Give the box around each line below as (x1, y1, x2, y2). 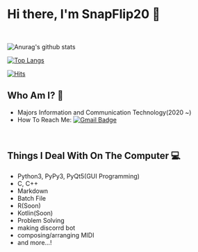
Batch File (17, 194, 47, 202)
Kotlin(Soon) (17, 208, 53, 217)
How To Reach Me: (17, 115, 72, 124)
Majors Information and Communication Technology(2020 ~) (17, 108, 192, 117)
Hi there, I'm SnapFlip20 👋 (7, 6, 161, 22)
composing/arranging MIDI (17, 230, 94, 239)
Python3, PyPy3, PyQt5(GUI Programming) (17, 171, 140, 180)
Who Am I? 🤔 (7, 90, 64, 101)
